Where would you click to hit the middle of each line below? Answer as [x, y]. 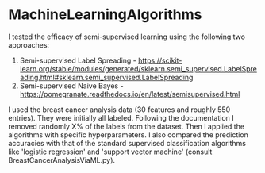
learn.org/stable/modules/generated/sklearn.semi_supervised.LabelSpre [138, 68]
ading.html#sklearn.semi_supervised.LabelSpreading [106, 77]
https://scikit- [160, 60]
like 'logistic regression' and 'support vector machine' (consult [110, 152]
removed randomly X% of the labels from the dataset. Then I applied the [126, 126]
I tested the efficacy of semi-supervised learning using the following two [127, 37]
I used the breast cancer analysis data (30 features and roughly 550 [119, 110]
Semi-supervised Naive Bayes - [72, 86]
